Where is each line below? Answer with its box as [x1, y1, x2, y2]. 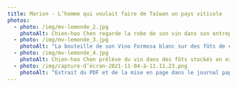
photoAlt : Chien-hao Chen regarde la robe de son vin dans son [20, 29, 210, 37]
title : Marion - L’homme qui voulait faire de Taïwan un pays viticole [7, 10, 222, 18]
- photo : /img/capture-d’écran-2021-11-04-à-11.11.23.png [13, 62, 188, 69]
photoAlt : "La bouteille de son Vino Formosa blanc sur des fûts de [20, 43, 226, 50]
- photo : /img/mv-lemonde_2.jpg [13, 23, 109, 30]
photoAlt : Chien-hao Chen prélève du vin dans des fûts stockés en [20, 56, 222, 63]
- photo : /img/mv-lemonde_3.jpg [13, 36, 109, 43]
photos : [7, 17, 30, 24]
